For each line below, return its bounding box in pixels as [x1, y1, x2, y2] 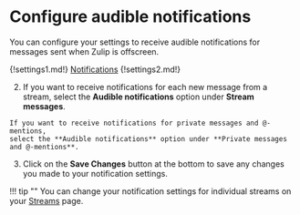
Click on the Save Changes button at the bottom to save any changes [22, 158, 284, 169]
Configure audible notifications [9, 6, 252, 27]
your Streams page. [9, 195, 84, 206]
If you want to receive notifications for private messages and [9, 118, 259, 128]
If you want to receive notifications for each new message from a [22, 81, 268, 92]
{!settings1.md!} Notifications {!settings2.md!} [9, 64, 181, 75]
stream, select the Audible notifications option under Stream [22, 91, 255, 102]
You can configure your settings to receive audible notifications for [9, 36, 261, 47]
